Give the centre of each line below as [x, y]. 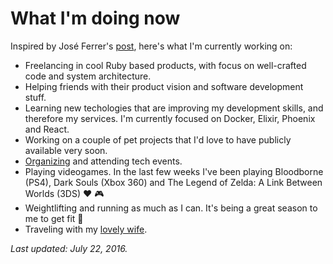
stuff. [35, 97]
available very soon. [66, 150]
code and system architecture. [88, 76]
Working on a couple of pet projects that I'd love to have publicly [158, 139]
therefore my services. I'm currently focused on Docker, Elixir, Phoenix [170, 118]
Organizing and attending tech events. [103, 161]
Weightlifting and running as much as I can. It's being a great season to [171, 208]
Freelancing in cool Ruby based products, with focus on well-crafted [165, 65]
